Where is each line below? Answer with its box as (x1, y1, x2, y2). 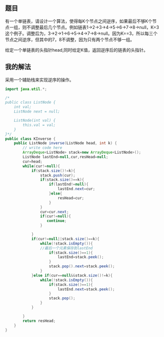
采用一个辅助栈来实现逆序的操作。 (5, 77, 74, 83)
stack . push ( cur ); (40, 173, 76, 178)
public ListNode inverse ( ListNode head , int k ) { (14, 141, 117, 146)
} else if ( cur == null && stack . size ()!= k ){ (31, 273, 113, 278)
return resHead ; (23, 318, 56, 323)
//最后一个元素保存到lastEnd (40, 246, 93, 251)
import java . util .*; (5, 86, 47, 91)
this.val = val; (23, 122, 56, 127)
